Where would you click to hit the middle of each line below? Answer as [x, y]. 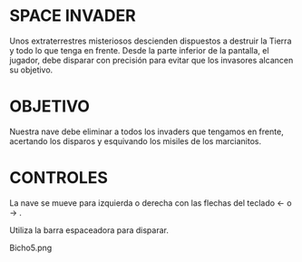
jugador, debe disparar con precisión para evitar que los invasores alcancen [151, 60]
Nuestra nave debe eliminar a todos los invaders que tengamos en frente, [146, 131]
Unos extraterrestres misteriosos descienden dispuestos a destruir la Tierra [151, 41]
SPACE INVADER [73, 16]
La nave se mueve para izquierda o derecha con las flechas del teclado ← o [151, 203]
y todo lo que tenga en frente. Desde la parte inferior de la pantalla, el [139, 50]
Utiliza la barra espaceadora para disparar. [89, 230]
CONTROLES [59, 178]
